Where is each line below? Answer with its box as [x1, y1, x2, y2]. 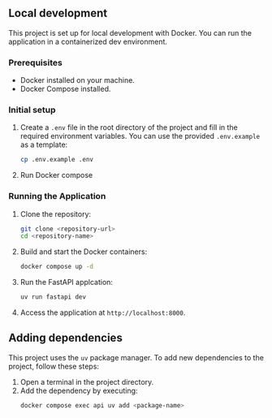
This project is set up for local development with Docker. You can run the [8, 28, 253, 37]
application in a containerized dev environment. [8, 37, 168, 46]
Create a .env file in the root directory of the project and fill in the [19, 123, 238, 132]
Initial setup [8, 105, 56, 116]
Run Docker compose [19, 170, 93, 180]
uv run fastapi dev [19, 293, 87, 301]
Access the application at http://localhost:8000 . [19, 308, 186, 317]
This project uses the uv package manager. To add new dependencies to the [8, 352, 264, 362]
